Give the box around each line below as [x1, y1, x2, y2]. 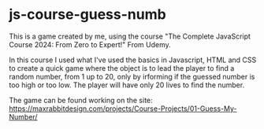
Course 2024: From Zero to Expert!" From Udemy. [9, 39, 172, 49]
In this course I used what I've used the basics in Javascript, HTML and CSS [9, 55, 257, 64]
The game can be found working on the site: [9, 95, 153, 105]
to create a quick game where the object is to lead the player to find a [9, 63, 235, 72]
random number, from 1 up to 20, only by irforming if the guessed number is [9, 72, 255, 81]
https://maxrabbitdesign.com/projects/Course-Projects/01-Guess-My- [9, 104, 237, 113]
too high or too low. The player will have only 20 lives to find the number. [9, 80, 245, 90]
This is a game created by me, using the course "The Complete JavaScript [9, 31, 251, 41]
